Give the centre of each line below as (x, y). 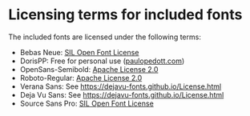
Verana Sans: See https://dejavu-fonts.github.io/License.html (121, 86)
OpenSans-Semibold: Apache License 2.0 (89, 69)
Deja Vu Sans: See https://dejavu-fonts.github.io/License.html (122, 94)
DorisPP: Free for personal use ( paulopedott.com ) (102, 61)
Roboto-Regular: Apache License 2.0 (81, 78)
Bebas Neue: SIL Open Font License (79, 52)
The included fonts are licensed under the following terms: (105, 37)
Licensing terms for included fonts (125, 15)
